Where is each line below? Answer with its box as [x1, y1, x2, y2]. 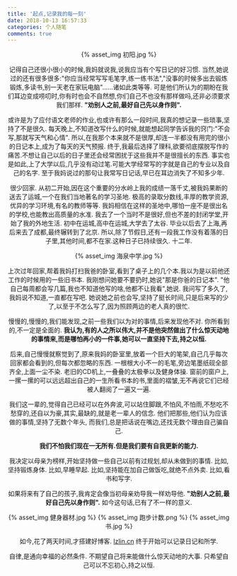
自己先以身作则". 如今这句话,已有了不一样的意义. [52, 498, 192, 507]
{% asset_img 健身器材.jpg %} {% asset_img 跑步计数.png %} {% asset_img [8, 513, 230, 522]
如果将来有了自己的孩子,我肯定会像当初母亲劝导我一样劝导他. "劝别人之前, [8, 489, 224, 498]
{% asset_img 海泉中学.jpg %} [74, 252, 163, 260]
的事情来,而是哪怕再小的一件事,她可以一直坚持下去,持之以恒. [30, 335, 207, 343]
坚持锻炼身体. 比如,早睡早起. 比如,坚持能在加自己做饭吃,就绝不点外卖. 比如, [7, 466, 224, 474]
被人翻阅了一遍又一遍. [86, 385, 151, 394]
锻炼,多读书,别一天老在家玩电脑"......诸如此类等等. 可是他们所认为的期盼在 [9, 83, 222, 92]
